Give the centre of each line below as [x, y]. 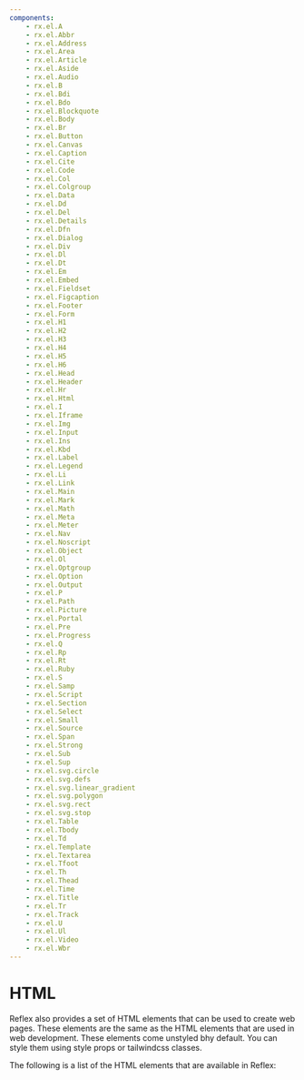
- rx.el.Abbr [50, 35]
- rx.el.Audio [52, 77]
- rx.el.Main [50, 491]
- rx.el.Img [48, 424]
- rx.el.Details [57, 221]
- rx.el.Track [52, 914]
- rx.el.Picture [57, 611]
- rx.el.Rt [46, 661]
